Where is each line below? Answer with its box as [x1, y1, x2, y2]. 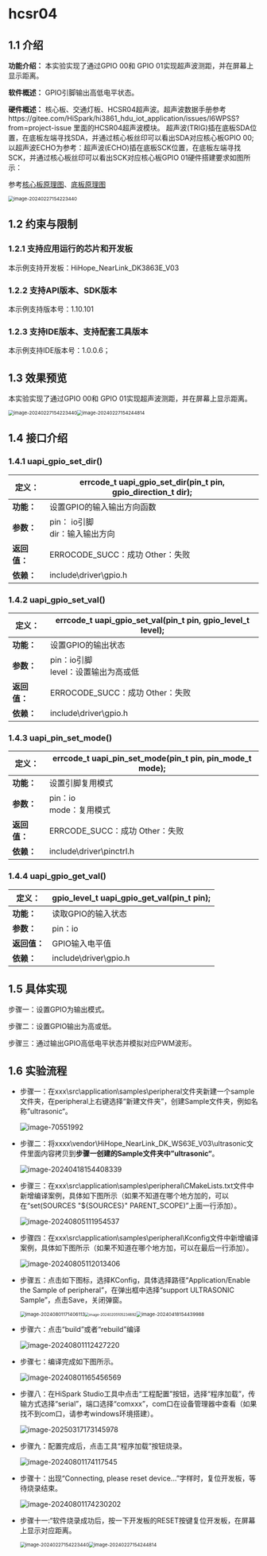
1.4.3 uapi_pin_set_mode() [8, 733, 113, 743]
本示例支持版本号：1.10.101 [8, 304, 94, 314]
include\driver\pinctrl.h [48, 846, 135, 857]
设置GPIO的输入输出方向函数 [48, 501, 157, 513]
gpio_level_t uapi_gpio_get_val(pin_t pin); [52, 892, 211, 903]
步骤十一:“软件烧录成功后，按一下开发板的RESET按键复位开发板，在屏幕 [19, 1515, 256, 1526]
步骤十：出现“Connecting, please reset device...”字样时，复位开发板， [19, 1473, 250, 1483]
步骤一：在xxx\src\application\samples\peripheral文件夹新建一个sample [19, 1086, 255, 1097]
